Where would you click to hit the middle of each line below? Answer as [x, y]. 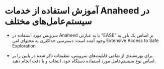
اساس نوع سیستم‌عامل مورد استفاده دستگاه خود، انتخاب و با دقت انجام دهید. [84, 60]
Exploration [24, 45]
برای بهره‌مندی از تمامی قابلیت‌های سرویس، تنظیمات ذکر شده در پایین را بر [82, 55]
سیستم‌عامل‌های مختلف [49, 21]
